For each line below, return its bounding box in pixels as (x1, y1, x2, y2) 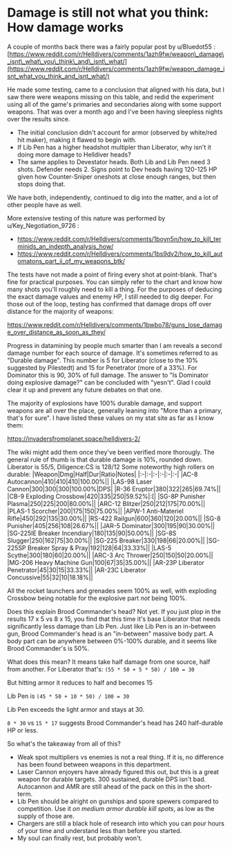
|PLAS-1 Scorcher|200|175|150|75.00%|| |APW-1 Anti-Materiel (7, 507, 184, 515)
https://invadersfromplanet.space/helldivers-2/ (7, 435, 141, 443)
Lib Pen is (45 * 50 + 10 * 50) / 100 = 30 (7, 692, 130, 700)
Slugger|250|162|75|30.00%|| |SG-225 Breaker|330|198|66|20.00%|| (7, 536, 205, 545)
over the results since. (7, 114, 70, 123)
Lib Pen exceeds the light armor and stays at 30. (7, 705, 145, 713)
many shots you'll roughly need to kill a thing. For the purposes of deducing (7, 285, 222, 293)
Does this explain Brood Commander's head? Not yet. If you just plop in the (7, 607, 221, 615)
